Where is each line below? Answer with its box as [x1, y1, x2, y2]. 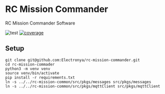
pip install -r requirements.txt [5, 75, 75, 80]
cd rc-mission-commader [5, 61, 55, 67]
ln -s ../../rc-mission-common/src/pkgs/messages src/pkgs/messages [5, 79, 151, 84]
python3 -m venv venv [5, 66, 51, 71]
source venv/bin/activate [5, 70, 59, 75]
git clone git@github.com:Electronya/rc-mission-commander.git [5, 57, 140, 62]
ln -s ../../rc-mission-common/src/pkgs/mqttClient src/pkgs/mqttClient [5, 83, 160, 88]
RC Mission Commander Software [5, 20, 75, 26]
